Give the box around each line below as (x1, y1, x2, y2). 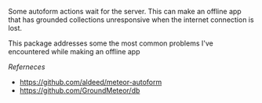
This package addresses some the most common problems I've (8, 39, 213, 48)
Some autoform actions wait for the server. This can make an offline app (8, 7, 242, 16)
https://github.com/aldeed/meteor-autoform (19, 78, 162, 86)
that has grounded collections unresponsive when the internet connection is (8, 15, 254, 24)
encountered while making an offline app (8, 47, 140, 56)
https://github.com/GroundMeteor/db (19, 86, 140, 95)
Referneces (8, 62, 45, 72)
